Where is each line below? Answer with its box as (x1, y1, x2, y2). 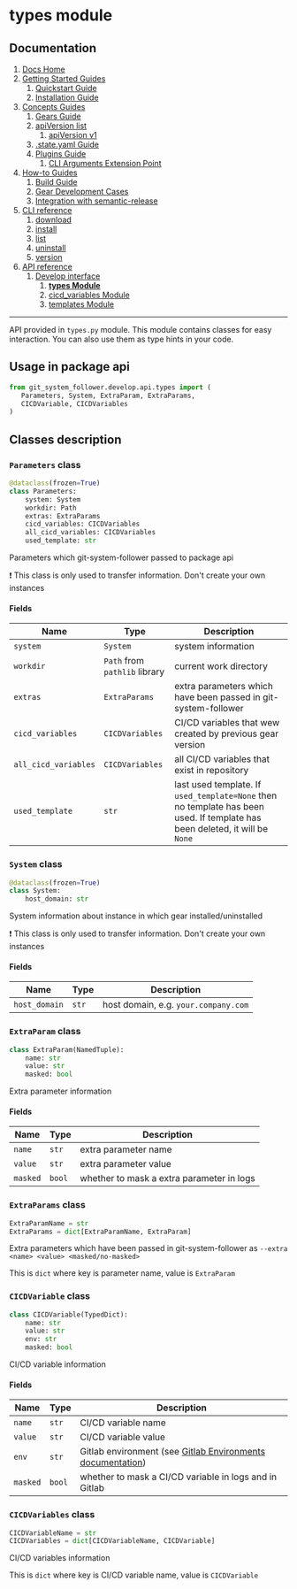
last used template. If (174, 779, 262, 791)
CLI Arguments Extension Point (48, 158, 162, 168)
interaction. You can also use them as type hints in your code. (9, 334, 234, 344)
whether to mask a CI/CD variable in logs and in (80, 1470, 278, 1483)
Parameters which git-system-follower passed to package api (9, 552, 234, 563)
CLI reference (21, 205, 72, 215)
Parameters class (9, 458, 81, 471)
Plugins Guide (34, 149, 87, 159)
